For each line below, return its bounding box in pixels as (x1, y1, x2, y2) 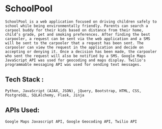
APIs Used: (5, 106, 40, 114)
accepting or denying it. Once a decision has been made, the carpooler (5, 49, 157, 54)
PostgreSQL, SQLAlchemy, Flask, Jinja (5, 93, 84, 98)
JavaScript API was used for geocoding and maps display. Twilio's (5, 57, 146, 63)
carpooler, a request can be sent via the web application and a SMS (5, 36, 151, 41)
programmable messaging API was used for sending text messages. (5, 62, 141, 67)
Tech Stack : (5, 76, 44, 84)
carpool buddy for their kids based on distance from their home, (5, 27, 144, 32)
